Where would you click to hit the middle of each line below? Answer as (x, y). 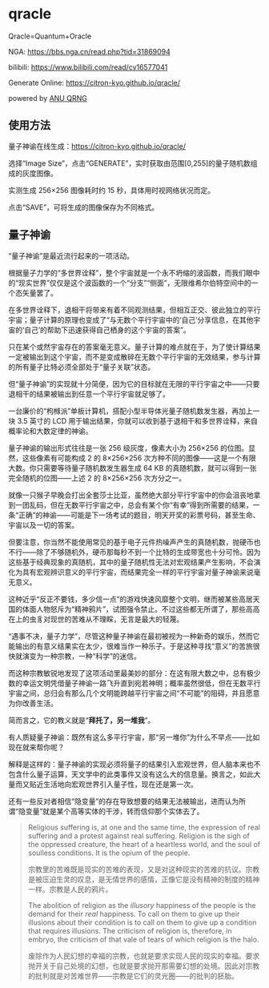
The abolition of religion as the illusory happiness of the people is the (142, 905)
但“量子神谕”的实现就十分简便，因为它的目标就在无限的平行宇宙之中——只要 (134, 384)
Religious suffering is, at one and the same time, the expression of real (144, 827)
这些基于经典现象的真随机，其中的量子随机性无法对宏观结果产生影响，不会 (131, 562)
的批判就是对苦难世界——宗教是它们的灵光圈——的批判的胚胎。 (133, 976)
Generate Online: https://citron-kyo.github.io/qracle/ (94, 82)
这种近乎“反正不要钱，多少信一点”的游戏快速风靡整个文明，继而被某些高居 (131, 599)
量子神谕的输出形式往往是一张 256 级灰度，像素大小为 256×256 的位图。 (128, 448)
